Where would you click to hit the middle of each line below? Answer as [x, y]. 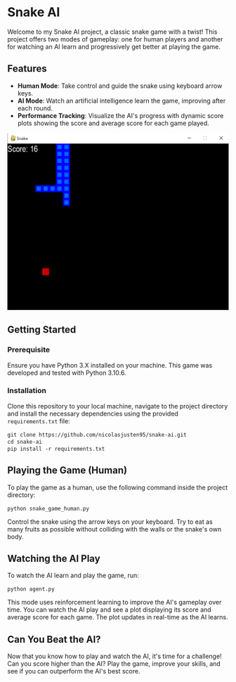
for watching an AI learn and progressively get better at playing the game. [114, 46]
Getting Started [42, 330]
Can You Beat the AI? [54, 639]
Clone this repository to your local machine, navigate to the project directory [118, 406]
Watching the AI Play [54, 559]
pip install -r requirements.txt [56, 449]
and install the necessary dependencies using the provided [93, 413]
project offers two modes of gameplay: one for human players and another [115, 39]
